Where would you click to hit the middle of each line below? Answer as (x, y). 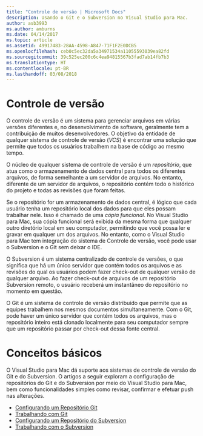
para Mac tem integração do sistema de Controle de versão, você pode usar (101, 241)
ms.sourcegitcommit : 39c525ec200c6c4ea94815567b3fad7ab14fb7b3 (88, 57)
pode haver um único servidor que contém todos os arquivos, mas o (92, 316)
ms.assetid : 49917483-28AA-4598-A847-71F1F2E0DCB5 (72, 46)
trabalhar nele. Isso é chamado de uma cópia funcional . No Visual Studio (97, 215)
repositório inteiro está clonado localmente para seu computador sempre (98, 323)
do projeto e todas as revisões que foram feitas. (66, 190)
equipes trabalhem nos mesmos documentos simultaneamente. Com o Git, (99, 309)
